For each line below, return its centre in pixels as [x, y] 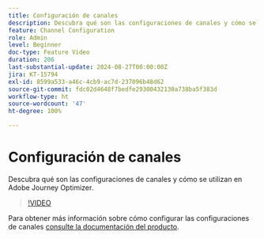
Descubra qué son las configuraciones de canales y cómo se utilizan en [125, 179]
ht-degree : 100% [35, 112]
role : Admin [28, 38]
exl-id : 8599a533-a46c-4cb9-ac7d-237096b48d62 [86, 82]
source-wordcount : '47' [47, 104]
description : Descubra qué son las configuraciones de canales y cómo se [132, 23]
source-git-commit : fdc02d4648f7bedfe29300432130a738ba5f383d [113, 89]
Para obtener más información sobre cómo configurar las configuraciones [129, 218]
